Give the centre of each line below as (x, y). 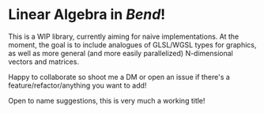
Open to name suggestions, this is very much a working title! (107, 100)
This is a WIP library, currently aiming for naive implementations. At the (124, 36)
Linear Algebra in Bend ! (87, 15)
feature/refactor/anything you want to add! (77, 85)
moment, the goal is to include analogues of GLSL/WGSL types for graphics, (132, 44)
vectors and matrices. (43, 62)
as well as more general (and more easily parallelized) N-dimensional (121, 53)
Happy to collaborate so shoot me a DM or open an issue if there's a (119, 77)
